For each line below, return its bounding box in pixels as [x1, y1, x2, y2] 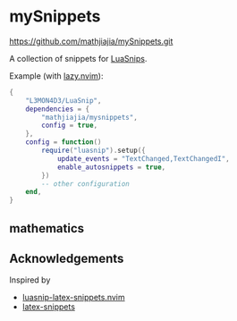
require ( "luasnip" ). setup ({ [41, 146, 146, 156]
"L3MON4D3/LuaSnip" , [25, 96, 102, 105]
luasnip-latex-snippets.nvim [21, 292, 125, 303]
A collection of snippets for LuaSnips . [9, 53, 148, 63]
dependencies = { [25, 105, 90, 114]
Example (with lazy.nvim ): [9, 70, 104, 81]
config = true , [41, 121, 98, 131]
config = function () [25, 138, 102, 147]
